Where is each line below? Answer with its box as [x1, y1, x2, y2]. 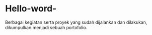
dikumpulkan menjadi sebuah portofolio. [5, 24, 88, 30]
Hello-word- [5, 3, 57, 14]
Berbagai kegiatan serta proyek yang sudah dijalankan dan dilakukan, [5, 19, 148, 25]
